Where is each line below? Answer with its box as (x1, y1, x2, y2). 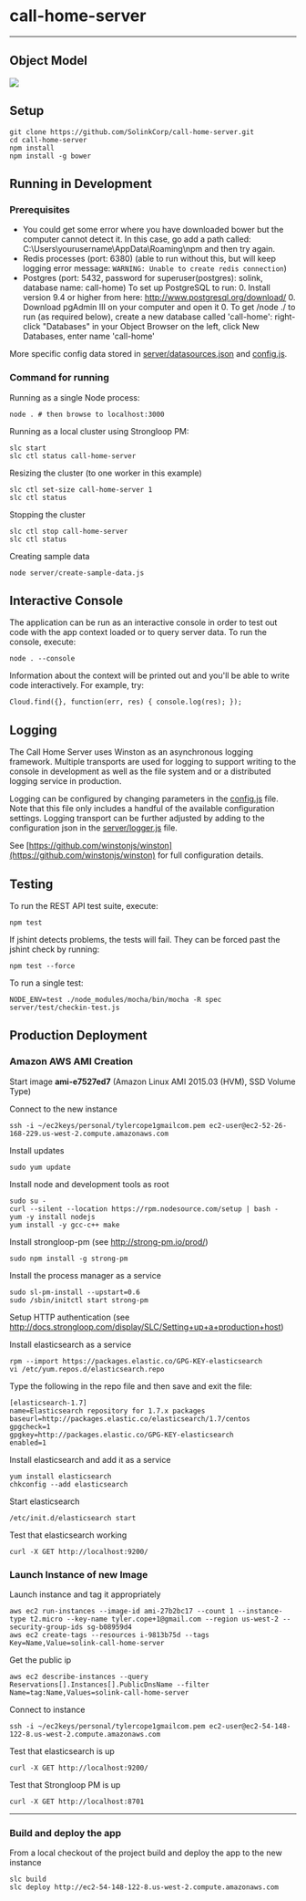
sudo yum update (9, 1163, 71, 1172)
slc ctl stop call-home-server (9, 527, 128, 536)
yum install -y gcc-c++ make (9, 1220, 120, 1229)
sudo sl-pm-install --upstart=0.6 (9, 1288, 141, 1297)
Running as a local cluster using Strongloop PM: (9, 425, 189, 436)
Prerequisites (9, 203, 70, 215)
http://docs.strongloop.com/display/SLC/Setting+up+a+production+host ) (9, 1321, 284, 1332)
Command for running (9, 371, 109, 384)
